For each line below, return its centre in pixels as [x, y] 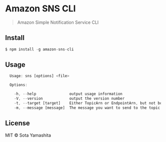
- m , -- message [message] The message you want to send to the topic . [88, 108]
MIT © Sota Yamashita [28, 135]
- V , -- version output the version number [69, 99]
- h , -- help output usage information [68, 94]
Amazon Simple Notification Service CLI [58, 22]
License [18, 123]
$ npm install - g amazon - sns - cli [40, 49]
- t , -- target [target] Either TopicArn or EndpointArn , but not [85, 103]
